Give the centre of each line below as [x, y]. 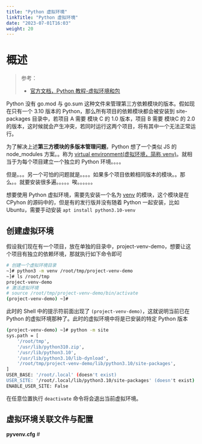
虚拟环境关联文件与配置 [50, 419]
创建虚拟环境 [30, 230]
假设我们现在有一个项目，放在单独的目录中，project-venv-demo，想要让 [96, 246]
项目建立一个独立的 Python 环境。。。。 [78, 162]
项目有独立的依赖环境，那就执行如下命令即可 [66, 254]
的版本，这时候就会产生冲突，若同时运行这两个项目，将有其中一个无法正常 [98, 127]
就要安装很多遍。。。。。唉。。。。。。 [57, 182]
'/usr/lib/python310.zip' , [51, 347]
